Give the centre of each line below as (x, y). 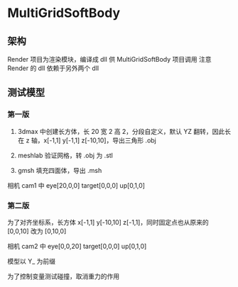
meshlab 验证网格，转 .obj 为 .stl (65, 155)
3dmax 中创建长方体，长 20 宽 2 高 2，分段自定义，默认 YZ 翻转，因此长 (124, 131)
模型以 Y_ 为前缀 (31, 261)
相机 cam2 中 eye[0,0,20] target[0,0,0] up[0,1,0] (77, 246)
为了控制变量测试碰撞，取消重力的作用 (63, 276)
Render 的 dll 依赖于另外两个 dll (53, 68)
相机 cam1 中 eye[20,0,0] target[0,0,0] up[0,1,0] (76, 185)
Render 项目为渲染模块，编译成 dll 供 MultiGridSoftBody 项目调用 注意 (109, 59)
